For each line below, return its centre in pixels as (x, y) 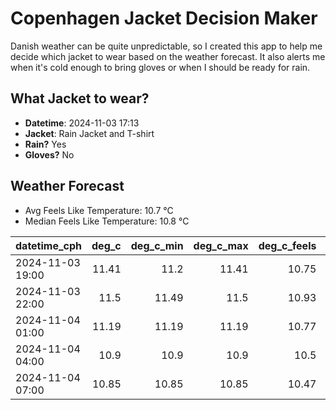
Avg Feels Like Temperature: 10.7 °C (99, 210)
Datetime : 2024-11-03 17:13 (82, 123)
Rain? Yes (45, 144)
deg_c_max (221, 245)
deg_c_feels (287, 245)
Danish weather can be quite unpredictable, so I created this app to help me (166, 46)
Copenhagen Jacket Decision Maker (164, 18)
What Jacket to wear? (80, 98)
